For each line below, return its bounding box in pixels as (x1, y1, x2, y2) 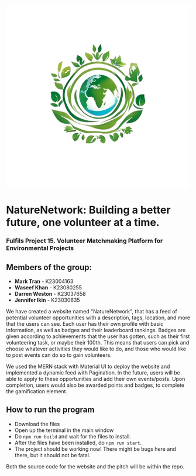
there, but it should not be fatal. (14, 451, 91, 458)
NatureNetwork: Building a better (6, 204, 171, 217)
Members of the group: (6, 262, 92, 272)
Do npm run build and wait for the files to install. (14, 433, 132, 440)
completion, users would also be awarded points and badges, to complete (6, 382, 185, 389)
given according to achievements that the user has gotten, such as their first (6, 333, 190, 340)
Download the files (14, 420, 60, 427)
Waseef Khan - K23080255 (14, 283, 82, 291)
